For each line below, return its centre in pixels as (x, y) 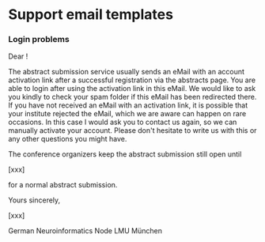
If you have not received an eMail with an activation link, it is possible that (128, 105)
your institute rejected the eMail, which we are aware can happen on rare (127, 114)
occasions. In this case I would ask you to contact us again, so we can (123, 122)
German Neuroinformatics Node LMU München (85, 231)
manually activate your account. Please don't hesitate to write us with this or (132, 130)
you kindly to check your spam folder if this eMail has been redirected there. (132, 97)
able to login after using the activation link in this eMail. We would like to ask (132, 89)
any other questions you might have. (68, 139)
